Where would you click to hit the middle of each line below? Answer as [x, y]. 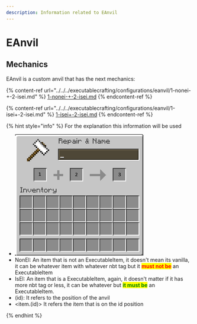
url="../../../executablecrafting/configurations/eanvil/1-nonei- [117, 90]
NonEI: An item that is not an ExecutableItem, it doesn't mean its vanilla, [102, 260]
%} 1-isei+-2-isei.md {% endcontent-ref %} [100, 114]
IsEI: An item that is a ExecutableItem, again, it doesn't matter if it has [99, 278]
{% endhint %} [24, 315]
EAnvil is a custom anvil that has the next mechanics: [71, 79]
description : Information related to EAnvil [62, 12]
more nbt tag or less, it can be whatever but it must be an [85, 285]
